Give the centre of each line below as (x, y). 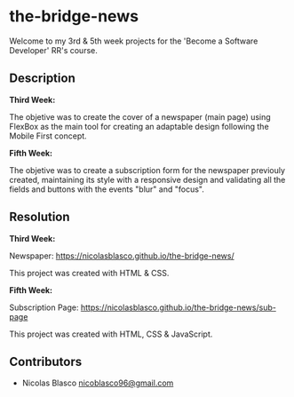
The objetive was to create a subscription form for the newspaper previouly (147, 170)
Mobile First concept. (48, 136)
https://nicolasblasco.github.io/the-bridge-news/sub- (179, 307)
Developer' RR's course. (53, 50)
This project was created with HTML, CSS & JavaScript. (111, 334)
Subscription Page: (44, 307)
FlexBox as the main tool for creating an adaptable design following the (139, 126)
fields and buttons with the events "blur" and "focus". (107, 189)
